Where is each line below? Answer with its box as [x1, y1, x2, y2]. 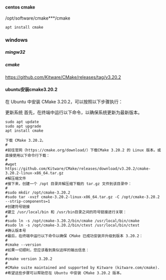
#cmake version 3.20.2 [5, 256, 52, 261]
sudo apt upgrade [5, 124, 41, 129]
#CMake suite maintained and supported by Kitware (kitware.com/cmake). [5, 265, 160, 270]
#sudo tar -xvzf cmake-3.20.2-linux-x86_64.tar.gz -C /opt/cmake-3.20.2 [5, 194, 160, 200]
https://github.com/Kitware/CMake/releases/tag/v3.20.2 [5, 74, 121, 80]
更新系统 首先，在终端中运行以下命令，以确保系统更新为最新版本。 [5, 109, 142, 115]
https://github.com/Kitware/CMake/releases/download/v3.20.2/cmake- [5, 166, 151, 171]
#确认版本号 [5, 228, 26, 233]
